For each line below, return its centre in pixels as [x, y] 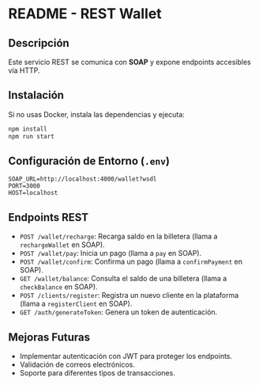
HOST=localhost [33, 193]
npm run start [32, 136]
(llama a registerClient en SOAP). [76, 304]
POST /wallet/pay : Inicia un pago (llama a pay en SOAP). [111, 253]
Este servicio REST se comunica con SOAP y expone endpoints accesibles [129, 62]
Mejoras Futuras [49, 337]
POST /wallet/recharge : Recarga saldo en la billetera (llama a [118, 236]
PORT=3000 [24, 186]
